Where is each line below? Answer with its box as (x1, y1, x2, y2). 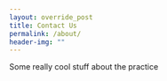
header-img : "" (9, 37, 66, 47)
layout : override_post (9, 12, 93, 22)
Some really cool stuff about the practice (9, 62, 159, 72)
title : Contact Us (9, 21, 77, 30)
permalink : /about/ (9, 29, 82, 38)
